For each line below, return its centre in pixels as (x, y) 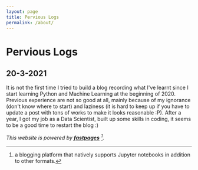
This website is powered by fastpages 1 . (55, 138)
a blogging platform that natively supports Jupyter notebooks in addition (102, 155)
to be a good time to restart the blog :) (52, 125)
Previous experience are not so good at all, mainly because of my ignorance (98, 100)
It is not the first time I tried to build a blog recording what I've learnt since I (97, 88)
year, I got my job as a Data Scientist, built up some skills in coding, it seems (99, 119)
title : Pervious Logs (33, 17)
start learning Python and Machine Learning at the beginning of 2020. (91, 94)
